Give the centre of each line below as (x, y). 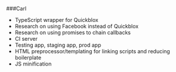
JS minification (33, 64)
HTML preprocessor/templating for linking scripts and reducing (92, 51)
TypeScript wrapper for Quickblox (56, 20)
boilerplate (28, 58)
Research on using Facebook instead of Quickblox (77, 26)
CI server (26, 39)
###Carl (16, 9)
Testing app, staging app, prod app (58, 45)
